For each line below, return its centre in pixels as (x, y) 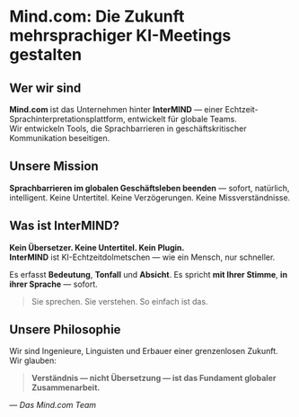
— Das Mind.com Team (53, 405)
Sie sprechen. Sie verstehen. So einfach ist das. (119, 301)
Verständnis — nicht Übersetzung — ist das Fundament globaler (154, 378)
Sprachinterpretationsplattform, (67, 119)
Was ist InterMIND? (64, 226)
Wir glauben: (33, 360)
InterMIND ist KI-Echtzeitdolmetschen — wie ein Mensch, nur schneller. (142, 257)
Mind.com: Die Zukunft (97, 17)
